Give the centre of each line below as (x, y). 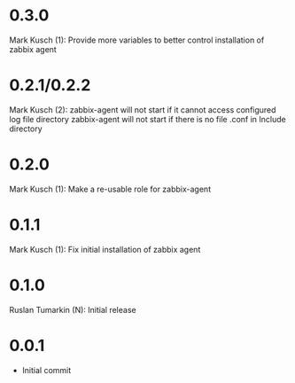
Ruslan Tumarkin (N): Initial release (73, 309)
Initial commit (47, 370)
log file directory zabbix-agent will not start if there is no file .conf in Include (147, 119)
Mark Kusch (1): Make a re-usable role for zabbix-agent (110, 189)
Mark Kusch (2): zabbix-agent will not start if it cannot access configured (143, 109)
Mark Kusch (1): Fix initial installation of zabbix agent (105, 249)
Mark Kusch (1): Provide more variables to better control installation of (137, 40)
